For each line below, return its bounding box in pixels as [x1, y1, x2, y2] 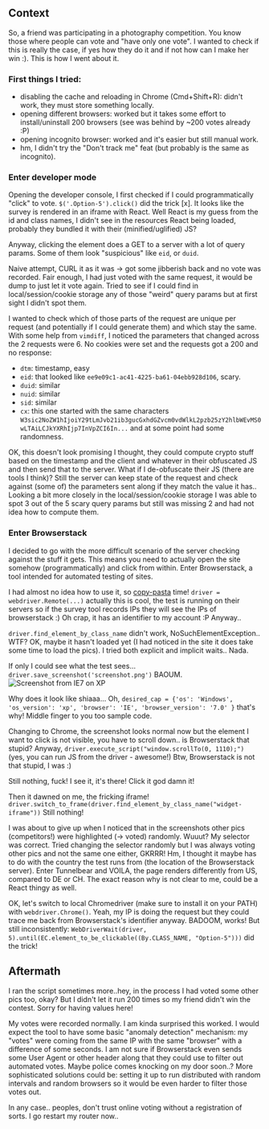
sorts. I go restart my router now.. [8, 1110, 119, 1121]
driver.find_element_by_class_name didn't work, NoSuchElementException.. [8, 628, 261, 638]
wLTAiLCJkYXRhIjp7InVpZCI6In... [19, 425, 128, 433]
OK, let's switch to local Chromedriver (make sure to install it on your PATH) [8, 898, 259, 908]
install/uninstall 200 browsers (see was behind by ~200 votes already [19, 117, 251, 127]
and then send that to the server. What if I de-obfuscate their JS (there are [8, 464, 255, 474]
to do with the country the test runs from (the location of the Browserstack [8, 857, 255, 867]
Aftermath [8, 965, 61, 979]
